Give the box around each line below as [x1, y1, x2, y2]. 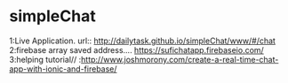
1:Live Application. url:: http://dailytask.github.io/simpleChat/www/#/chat [9, 35, 276, 46]
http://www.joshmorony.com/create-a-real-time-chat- [81, 54, 279, 64]
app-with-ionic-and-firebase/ [9, 64, 117, 74]
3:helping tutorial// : [9, 54, 82, 64]
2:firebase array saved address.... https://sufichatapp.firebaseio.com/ [9, 44, 264, 55]
